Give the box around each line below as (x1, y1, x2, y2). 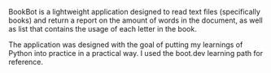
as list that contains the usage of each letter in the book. (8, 24, 197, 33)
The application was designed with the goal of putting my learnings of (8, 40, 243, 49)
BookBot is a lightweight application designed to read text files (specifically (8, 7, 260, 16)
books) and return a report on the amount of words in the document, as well (8, 15, 263, 25)
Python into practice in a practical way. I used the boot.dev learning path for (8, 49, 263, 58)
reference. (8, 57, 43, 67)
